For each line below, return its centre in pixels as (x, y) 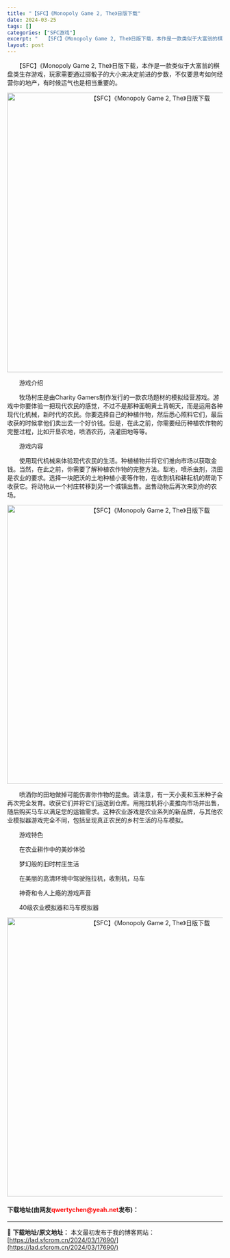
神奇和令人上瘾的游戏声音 (55, 893)
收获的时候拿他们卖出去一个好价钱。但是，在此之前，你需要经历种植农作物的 (115, 423)
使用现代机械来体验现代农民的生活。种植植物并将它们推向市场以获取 (115, 461)
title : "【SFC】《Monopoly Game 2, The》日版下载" (74, 13)
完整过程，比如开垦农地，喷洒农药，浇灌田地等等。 (79, 431)
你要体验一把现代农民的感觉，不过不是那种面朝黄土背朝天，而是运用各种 (121, 406)
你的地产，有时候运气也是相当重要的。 (67, 83)
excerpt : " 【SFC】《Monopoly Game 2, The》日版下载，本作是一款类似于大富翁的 (112, 39)
